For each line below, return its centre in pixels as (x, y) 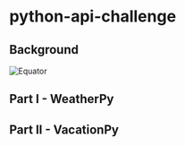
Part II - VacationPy (64, 129)
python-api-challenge (93, 17)
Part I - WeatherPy (62, 99)
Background (44, 50)
